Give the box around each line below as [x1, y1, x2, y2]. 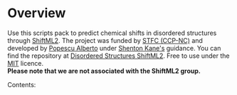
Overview [7, 5, 66, 21]
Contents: [7, 80, 36, 89]
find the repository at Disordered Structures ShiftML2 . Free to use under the [7, 51, 230, 60]
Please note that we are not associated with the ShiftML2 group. [7, 66, 201, 75]
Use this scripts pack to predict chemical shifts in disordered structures [7, 29, 217, 37]
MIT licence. [7, 59, 44, 67]
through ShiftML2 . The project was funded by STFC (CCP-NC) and [7, 36, 203, 44]
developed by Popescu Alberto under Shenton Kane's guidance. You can [7, 44, 221, 52]
